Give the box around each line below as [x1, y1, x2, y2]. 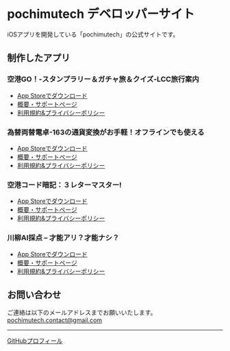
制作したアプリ [7, 52, 71, 64]
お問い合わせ [7, 289, 62, 300]
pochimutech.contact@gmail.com [7, 316, 103, 324]
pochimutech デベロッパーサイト [7, 6, 195, 22]
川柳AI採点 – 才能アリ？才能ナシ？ [7, 233, 120, 243]
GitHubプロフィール [7, 337, 63, 345]
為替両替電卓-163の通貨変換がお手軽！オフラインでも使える [7, 128, 205, 137]
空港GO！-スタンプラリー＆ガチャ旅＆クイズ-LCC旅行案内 [7, 75, 200, 84]
